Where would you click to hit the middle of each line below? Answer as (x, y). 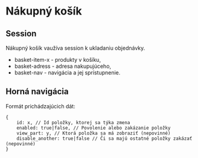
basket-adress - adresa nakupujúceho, (63, 66)
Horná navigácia (37, 92)
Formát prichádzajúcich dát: (41, 106)
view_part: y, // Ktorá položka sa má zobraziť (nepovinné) (94, 133)
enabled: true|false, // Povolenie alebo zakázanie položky (94, 128)
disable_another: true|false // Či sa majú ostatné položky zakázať (104, 138)
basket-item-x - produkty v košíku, (57, 60)
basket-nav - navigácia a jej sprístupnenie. (67, 73)
